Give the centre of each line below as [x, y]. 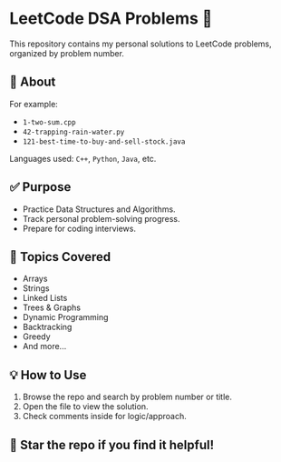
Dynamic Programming [65, 317]
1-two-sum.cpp [49, 122]
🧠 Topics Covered [60, 257]
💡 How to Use [48, 375]
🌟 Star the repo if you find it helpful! [112, 445]
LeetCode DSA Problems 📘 [111, 19]
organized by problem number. [67, 53]
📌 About [33, 82]
